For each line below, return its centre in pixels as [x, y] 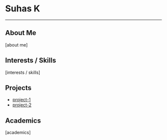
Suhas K [23, 9]
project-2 [22, 105]
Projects [18, 88]
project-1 [21, 100]
